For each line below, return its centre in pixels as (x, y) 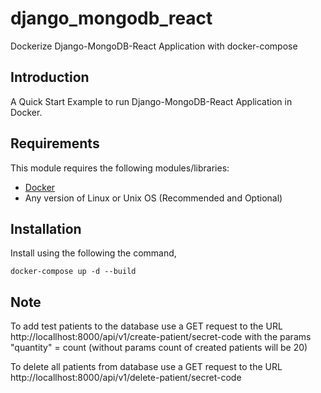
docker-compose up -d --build (73, 272)
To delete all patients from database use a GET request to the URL (146, 367)
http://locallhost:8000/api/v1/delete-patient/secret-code (126, 378)
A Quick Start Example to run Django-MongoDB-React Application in (151, 101)
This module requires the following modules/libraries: (120, 168)
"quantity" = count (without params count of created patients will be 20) (159, 348)
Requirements (55, 143)
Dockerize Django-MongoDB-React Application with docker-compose (154, 46)
